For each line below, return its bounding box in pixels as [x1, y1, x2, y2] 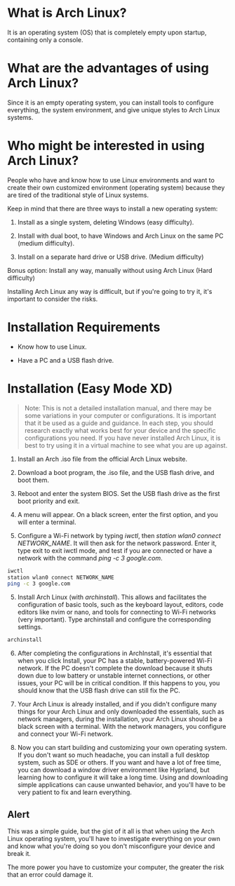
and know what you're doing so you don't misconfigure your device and [7, 842, 215, 850]
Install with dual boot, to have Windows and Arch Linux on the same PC [17, 231, 224, 240]
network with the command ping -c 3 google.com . [17, 553, 163, 562]
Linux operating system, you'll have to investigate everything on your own [7, 835, 221, 843]
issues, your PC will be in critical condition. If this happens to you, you [17, 679, 220, 687]
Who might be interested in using [7, 138, 205, 154]
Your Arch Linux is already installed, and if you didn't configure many [17, 700, 217, 709]
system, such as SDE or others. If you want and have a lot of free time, [17, 758, 222, 767]
